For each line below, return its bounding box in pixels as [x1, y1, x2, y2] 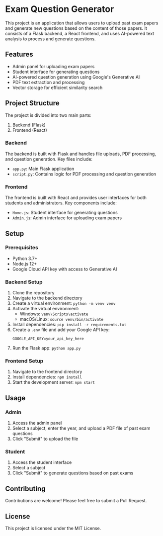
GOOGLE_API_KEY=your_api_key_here [12, 337, 84, 342]
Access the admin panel [12, 420, 62, 426]
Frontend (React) [12, 127, 47, 133]
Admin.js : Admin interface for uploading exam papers [12, 215, 122, 221]
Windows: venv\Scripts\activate [19, 311, 88, 317]
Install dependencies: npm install [12, 374, 82, 380]
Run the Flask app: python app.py [12, 345, 81, 351]
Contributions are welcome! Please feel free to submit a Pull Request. [5, 498, 147, 504]
